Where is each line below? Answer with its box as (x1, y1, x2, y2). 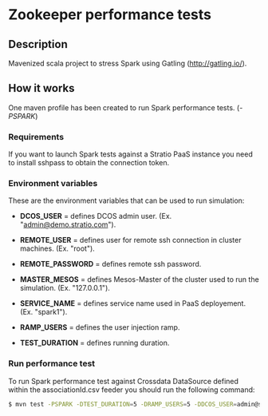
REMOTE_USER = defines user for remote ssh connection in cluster (19, 236, 242, 245)
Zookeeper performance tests (8, 6, 211, 24)
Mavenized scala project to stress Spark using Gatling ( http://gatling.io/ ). (8, 58, 247, 68)
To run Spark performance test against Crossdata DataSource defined (8, 376, 239, 386)
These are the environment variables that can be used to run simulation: (8, 196, 245, 205)
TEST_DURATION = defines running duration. (19, 338, 170, 348)
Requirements (8, 131, 65, 142)
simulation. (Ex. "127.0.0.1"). (19, 283, 110, 293)
